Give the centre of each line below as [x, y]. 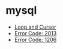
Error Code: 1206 [35, 39]
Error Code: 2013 [35, 33]
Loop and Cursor [35, 27]
